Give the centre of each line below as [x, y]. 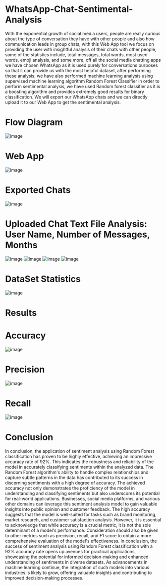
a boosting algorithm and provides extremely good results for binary [75, 92]
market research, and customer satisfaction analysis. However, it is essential [83, 520]
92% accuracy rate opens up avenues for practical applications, [71, 551]
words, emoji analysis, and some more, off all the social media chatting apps [83, 60]
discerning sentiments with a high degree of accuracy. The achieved [75, 483]
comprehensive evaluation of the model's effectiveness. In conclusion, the [81, 541]
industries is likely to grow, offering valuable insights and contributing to [79, 573]
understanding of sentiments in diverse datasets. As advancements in [76, 562]
